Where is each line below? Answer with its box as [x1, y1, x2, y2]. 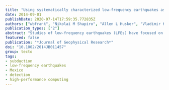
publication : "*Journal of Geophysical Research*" [5, 40, 114, 45]
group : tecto [5, 49, 33, 54]
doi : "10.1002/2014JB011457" [5, 44, 66, 49]
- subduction [5, 58, 33, 63]
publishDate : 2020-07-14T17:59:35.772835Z [5, 16, 96, 21]
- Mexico [5, 68, 24, 73]
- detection [5, 72, 30, 77]
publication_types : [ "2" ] [5, 26, 59, 31]
